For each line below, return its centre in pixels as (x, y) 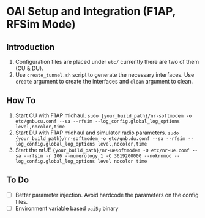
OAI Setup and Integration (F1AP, (91, 11)
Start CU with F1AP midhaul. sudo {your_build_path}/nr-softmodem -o (103, 115)
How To (21, 100)
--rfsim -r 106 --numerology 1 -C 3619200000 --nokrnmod (98, 156)
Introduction (31, 47)
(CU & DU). (29, 68)
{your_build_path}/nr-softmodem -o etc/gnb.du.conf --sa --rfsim (100, 138)
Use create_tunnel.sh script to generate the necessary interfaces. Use (105, 75)
